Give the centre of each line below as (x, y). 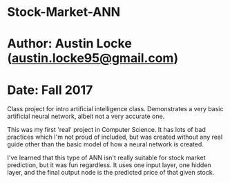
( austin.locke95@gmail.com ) (93, 58)
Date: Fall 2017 (50, 90)
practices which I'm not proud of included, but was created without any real (115, 137)
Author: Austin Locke (70, 44)
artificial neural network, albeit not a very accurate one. (86, 116)
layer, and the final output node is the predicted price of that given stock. (111, 173)
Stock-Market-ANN (64, 12)
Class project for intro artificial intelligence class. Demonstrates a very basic (115, 109)
